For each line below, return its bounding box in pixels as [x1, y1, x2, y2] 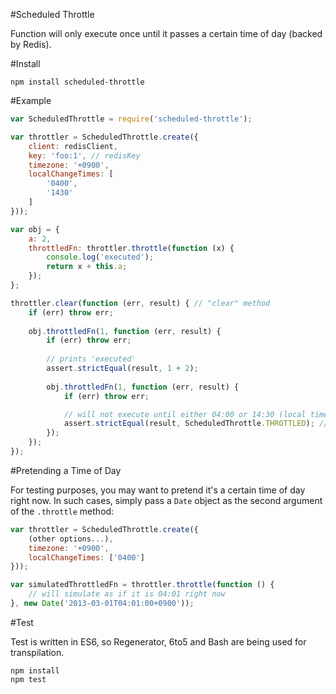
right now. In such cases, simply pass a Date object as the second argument [10, 494, 323, 506]
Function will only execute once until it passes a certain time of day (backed [10, 28, 323, 39]
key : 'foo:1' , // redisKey [28, 150, 141, 161]
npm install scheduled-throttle [10, 77, 145, 87]
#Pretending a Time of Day [10, 464, 122, 476]
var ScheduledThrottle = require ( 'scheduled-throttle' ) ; [10, 114, 253, 124]
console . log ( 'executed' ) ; [46, 252, 155, 263]
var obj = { [10, 224, 60, 234]
